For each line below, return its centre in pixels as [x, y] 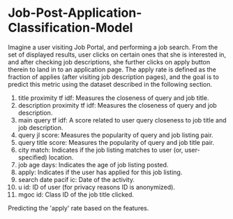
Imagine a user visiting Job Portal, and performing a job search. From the [113, 47]
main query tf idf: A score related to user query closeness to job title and [122, 120]
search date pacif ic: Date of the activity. [76, 179]
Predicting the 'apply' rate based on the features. [78, 208]
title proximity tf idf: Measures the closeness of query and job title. [113, 98]
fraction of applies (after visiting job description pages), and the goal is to [113, 77]
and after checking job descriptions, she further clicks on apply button [109, 62]
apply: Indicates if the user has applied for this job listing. [100, 172]
